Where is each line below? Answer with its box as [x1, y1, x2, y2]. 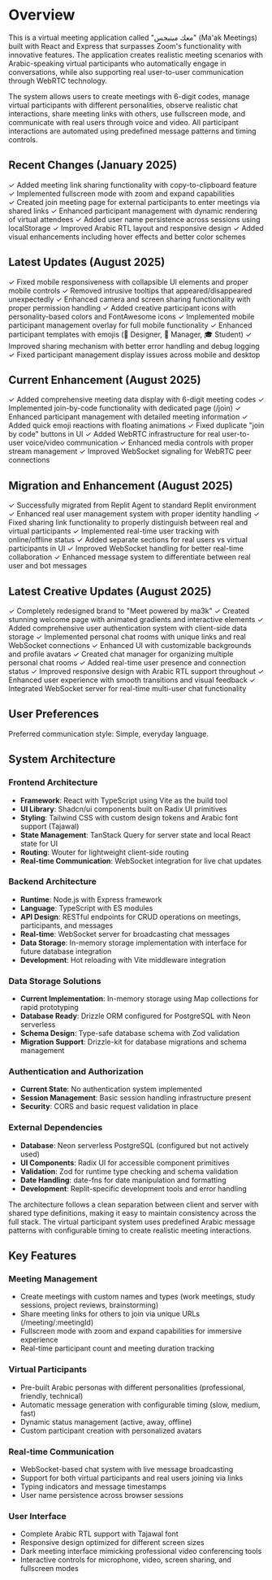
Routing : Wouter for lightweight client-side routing [19, 847, 189, 857]
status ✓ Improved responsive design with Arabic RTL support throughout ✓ [8, 667, 265, 676]
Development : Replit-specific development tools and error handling [19, 1183, 247, 1193]
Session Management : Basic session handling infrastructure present [19, 1093, 252, 1103]
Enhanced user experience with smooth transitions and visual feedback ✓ [8, 675, 256, 685]
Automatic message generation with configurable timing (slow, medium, [19, 1399, 261, 1409]
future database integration [19, 946, 112, 956]
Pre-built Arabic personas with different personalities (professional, [19, 1382, 246, 1392]
